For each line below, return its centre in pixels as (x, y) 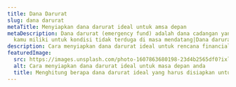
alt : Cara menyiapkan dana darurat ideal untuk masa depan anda (110, 66)
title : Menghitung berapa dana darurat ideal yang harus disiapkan (114, 72)
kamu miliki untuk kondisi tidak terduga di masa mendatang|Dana (111, 40)
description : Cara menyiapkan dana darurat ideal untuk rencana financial (119, 46)
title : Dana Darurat (38, 14)
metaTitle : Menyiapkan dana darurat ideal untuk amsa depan (97, 27)
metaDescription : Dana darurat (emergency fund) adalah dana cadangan (113, 33)
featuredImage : (29, 53)
